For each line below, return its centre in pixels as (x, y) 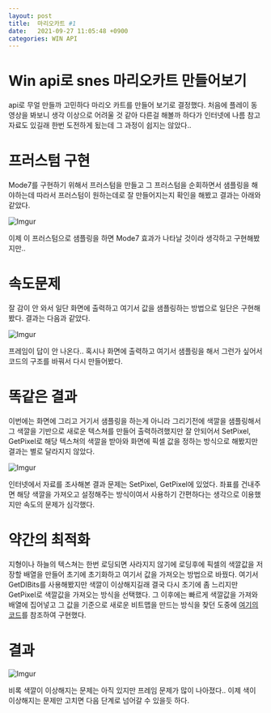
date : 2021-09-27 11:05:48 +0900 (68, 31)
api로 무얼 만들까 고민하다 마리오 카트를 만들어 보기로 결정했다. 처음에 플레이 (129, 105)
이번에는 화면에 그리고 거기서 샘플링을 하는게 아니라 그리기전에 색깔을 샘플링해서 (135, 421)
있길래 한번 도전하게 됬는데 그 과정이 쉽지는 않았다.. (110, 126)
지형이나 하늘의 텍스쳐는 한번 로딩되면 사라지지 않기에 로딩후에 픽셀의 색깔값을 (131, 564)
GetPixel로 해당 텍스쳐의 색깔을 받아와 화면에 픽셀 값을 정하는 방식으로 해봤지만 (133, 441)
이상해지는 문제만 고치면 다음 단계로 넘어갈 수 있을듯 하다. (99, 700)
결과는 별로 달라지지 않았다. (52, 451)
